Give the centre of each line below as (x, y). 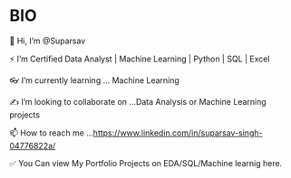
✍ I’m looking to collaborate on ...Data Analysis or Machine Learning (138, 101)
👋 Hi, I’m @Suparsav (48, 41)
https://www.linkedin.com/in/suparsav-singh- (178, 133)
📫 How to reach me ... (51, 133)
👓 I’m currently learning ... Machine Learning (94, 80)
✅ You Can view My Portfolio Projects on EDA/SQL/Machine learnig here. (146, 163)
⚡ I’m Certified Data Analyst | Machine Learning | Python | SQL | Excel (140, 59)
